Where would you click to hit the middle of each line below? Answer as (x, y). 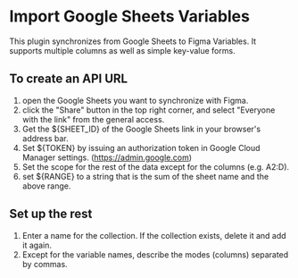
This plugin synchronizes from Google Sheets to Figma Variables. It (133, 41)
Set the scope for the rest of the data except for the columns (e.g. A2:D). (156, 166)
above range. (46, 186)
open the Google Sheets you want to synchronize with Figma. (135, 100)
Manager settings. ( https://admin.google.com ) (107, 157)
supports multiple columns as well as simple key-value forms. (122, 50)
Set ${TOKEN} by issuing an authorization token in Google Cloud (141, 147)
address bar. (45, 138)
